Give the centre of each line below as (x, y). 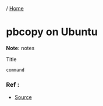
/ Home (15, 8)
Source (23, 97)
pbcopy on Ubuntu (52, 32)
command (15, 70)
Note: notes (20, 48)
